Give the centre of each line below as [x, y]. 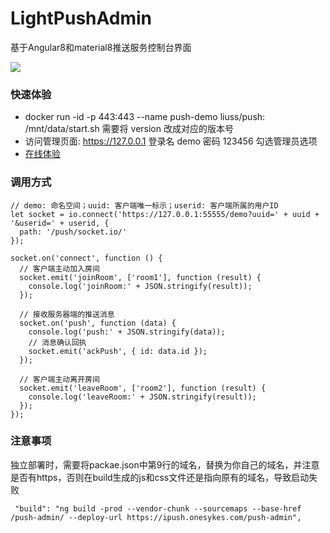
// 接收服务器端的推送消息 [67, 314]
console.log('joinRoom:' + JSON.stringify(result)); [140, 286]
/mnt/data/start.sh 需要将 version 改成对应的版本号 [129, 129]
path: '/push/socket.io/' [73, 232]
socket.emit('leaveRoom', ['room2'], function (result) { [143, 388]
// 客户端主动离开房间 [59, 379]
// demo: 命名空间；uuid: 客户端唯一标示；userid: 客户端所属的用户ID [144, 205]
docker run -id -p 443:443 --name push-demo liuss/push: [145, 117]
